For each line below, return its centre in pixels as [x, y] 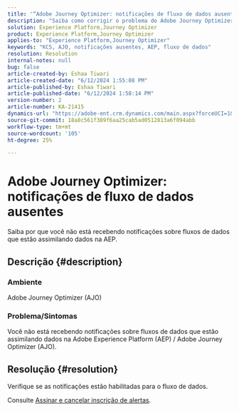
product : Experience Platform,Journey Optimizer [81, 34]
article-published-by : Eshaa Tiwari [62, 87]
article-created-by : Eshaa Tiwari [59, 73]
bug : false [23, 67]
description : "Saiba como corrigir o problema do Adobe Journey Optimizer [121, 21]
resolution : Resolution [43, 54]
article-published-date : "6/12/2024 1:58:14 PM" [81, 93]
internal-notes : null [39, 61]
